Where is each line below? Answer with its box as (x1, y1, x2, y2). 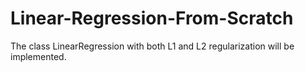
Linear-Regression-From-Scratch (10, 7, 294, 30)
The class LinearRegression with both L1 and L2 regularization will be (10, 40, 295, 52)
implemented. (10, 50, 67, 62)
